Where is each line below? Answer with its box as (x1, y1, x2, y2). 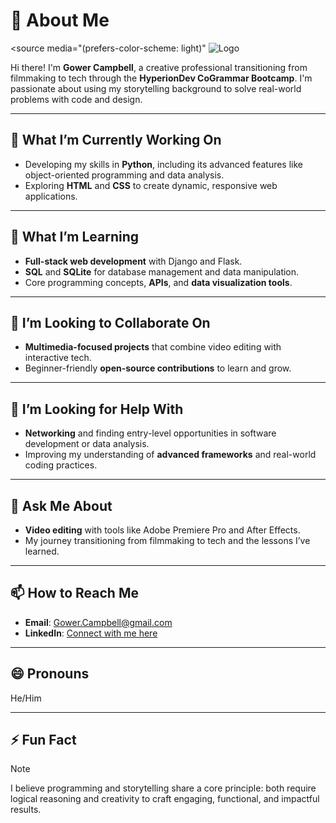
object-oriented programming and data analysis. (24, 169, 225, 181)
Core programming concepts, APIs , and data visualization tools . (24, 276, 293, 288)
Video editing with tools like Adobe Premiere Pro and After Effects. (24, 524, 301, 536)
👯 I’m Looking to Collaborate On (10, 314, 211, 331)
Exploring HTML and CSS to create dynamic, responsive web (24, 179, 278, 191)
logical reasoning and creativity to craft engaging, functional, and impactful (10, 793, 320, 805)
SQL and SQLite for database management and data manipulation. (24, 265, 300, 278)
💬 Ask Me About (10, 497, 113, 514)
